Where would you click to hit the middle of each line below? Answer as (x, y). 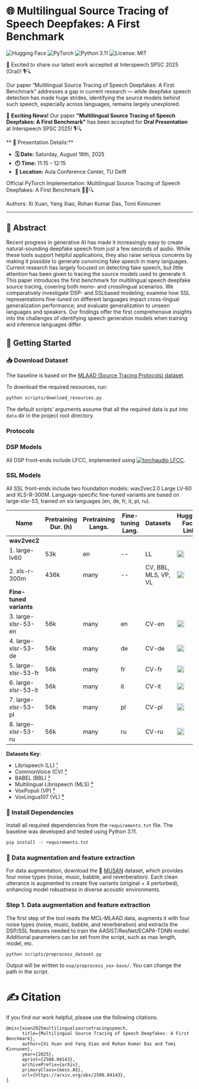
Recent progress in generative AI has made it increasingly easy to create (95, 242)
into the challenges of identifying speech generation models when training (97, 318)
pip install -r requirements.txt (47, 843)
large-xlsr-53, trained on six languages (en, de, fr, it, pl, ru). (78, 501)
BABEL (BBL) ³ (32, 778)
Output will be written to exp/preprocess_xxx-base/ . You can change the (94, 965)
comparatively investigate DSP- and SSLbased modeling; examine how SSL (98, 293)
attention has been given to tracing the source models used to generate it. (97, 274)
